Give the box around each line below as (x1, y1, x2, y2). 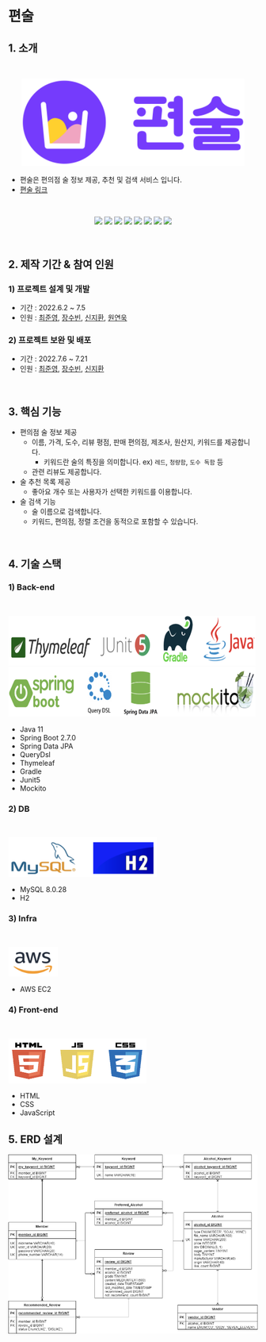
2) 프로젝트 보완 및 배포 (8, 334, 92, 345)
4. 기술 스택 (8, 557, 62, 571)
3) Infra (8, 913, 37, 924)
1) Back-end (8, 582, 55, 593)
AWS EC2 (19, 985, 51, 994)
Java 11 (19, 724, 44, 734)
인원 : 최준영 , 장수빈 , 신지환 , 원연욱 (19, 313, 127, 322)
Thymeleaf (19, 758, 55, 767)
